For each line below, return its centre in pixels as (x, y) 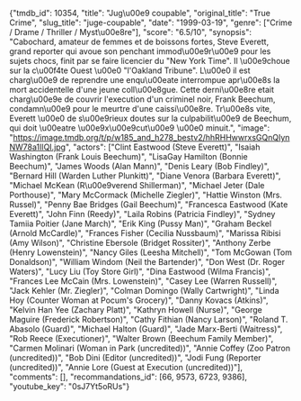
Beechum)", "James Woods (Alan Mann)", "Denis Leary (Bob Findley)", (139, 166)
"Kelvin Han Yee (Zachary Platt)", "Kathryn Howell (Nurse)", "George (136, 310)
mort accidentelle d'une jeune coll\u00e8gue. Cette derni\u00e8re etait (142, 90)
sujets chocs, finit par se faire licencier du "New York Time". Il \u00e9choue (150, 61)
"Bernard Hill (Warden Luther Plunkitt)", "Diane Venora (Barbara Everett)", (145, 176)
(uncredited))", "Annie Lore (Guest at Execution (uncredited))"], (126, 367)
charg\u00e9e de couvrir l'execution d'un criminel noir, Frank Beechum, (142, 99)
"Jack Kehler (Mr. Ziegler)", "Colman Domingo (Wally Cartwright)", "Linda (145, 291)
